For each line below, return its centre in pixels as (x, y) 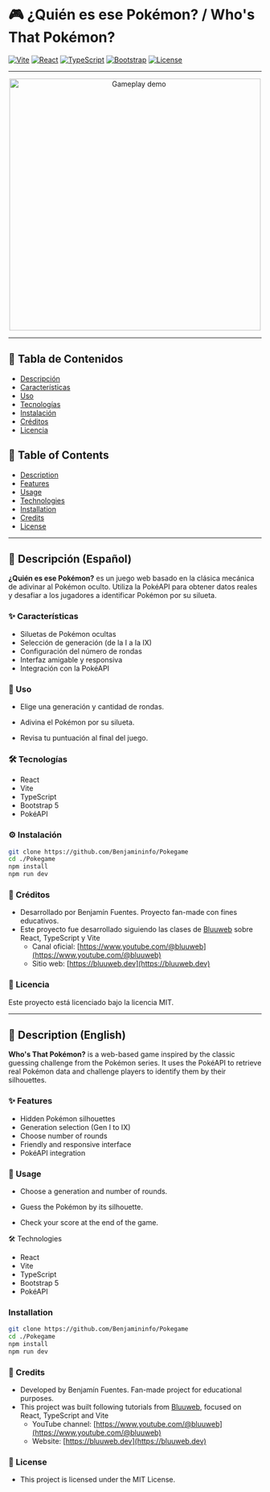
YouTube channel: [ (64, 1424)
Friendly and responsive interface (76, 1144)
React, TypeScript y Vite (60, 938)
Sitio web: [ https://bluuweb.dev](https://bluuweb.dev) (121, 964)
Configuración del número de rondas (81, 651)
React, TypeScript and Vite (64, 1415)
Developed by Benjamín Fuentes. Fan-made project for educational (131, 1390)
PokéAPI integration (53, 1153)
